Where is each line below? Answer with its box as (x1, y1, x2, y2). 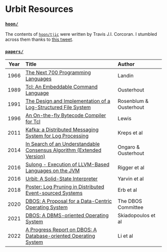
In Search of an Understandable (25, 140, 100, 147)
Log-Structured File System (25, 103, 91, 110)
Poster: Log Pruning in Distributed (25, 183, 104, 190)
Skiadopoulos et (117, 212, 156, 219)
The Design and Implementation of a (25, 97, 110, 104)
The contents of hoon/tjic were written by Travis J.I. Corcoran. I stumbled (5, 31, 158, 37)
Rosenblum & (117, 97, 149, 104)
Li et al (117, 232, 133, 239)
